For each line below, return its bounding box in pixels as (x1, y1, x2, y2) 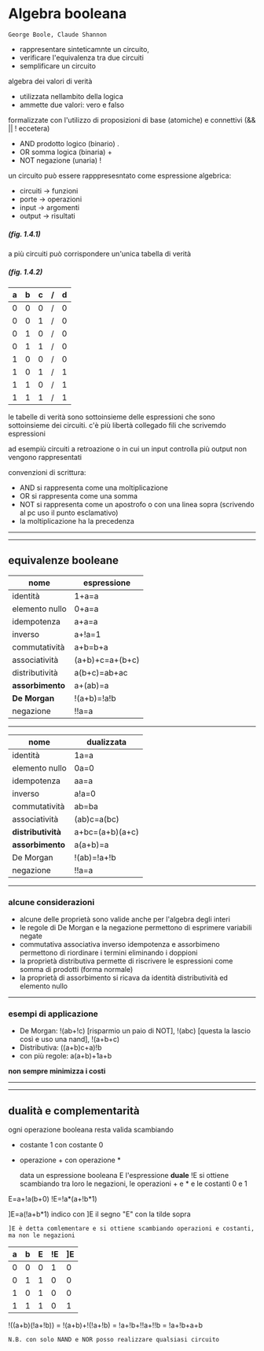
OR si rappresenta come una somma (19, 491, 138, 500)
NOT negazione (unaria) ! (19, 155, 102, 165)
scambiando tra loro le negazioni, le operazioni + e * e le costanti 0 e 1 (19, 1179, 247, 1188)
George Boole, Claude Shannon (8, 31, 108, 39)
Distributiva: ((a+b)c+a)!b (19, 1043, 102, 1052)
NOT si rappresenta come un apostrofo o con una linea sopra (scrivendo (19, 499, 255, 509)
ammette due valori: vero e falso (19, 100, 124, 109)
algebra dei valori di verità (8, 76, 93, 86)
